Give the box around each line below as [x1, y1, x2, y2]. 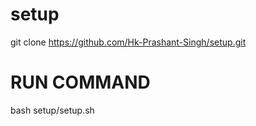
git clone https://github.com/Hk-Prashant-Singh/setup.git [10, 36, 247, 48]
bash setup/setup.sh [10, 104, 95, 116]
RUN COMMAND [10, 71, 151, 94]
